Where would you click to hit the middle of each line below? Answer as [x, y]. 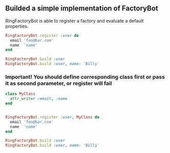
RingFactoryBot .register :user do [42, 35]
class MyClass [20, 94]
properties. [17, 26]
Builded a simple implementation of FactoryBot [82, 8]
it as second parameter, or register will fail [59, 83]
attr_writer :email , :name [39, 99]
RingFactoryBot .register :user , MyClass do [52, 117]
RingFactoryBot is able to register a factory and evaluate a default [75, 20]
